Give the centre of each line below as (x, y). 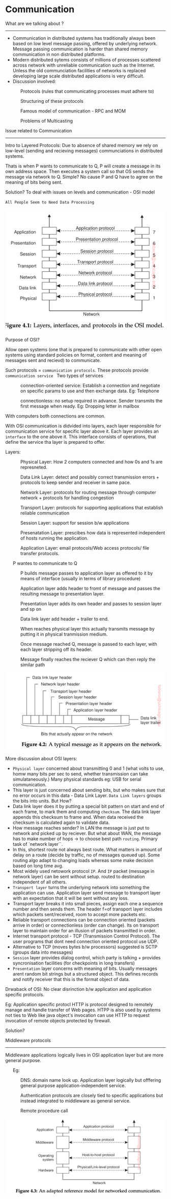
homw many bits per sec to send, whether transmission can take (80, 774)
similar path (32, 665)
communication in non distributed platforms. (59, 54)
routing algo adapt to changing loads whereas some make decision (83, 860)
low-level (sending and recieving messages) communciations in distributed (84, 151)
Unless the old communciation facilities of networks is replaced (79, 70)
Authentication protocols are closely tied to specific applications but (92, 1095)
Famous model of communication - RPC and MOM (73, 111)
